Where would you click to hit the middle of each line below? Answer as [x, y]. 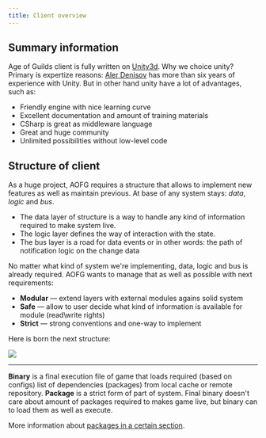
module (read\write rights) [62, 315]
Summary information [63, 48]
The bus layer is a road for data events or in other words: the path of [131, 242]
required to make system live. [68, 226]
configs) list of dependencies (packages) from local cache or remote [120, 385]
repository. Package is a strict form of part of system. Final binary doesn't [129, 394]
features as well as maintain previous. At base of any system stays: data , [127, 193]
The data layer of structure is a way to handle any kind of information [132, 217]
